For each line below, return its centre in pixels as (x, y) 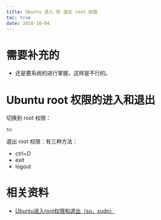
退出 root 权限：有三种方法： (42, 142)
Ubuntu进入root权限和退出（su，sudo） (65, 211)
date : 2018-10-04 (28, 23)
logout (23, 167)
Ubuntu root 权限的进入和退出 (81, 100)
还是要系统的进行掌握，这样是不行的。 (63, 73)
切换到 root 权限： (29, 118)
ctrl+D (23, 154)
